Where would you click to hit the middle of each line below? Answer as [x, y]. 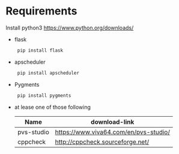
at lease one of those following [53, 107]
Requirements [41, 11]
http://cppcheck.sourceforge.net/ [102, 141]
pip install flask [40, 50]
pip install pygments [44, 95]
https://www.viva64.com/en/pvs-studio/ [113, 132]
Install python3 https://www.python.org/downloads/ [70, 28]
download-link [112, 122]
